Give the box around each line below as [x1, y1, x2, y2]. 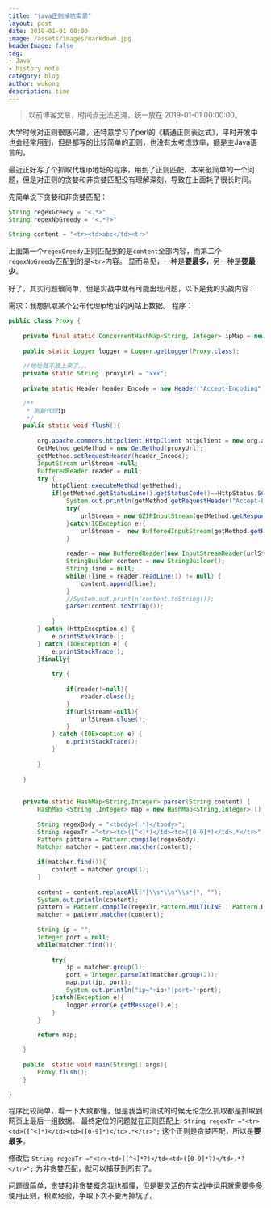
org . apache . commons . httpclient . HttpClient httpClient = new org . [37, 437, 262, 445]
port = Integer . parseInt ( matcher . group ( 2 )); [65, 971, 219, 979]
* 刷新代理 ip [26, 406, 66, 415]
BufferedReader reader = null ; [37, 467, 143, 475]
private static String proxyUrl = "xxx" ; [23, 370, 168, 378]
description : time [8, 87, 70, 95]
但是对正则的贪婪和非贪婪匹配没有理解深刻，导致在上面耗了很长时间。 [22, 175, 256, 184]
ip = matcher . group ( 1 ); [65, 964, 147, 972]
